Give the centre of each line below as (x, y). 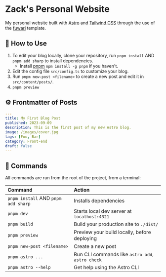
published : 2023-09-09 (28, 123)
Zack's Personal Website (57, 9)
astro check (88, 260)
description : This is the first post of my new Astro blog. (68, 128)
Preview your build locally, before (113, 232)
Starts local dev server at (103, 211)
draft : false (19, 146)
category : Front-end (26, 141)
